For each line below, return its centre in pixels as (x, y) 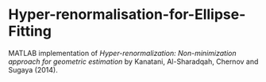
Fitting (30, 31)
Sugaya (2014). (33, 69)
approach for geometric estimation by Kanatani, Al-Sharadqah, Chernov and (133, 61)
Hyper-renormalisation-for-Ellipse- (127, 15)
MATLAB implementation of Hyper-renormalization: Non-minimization (122, 53)
